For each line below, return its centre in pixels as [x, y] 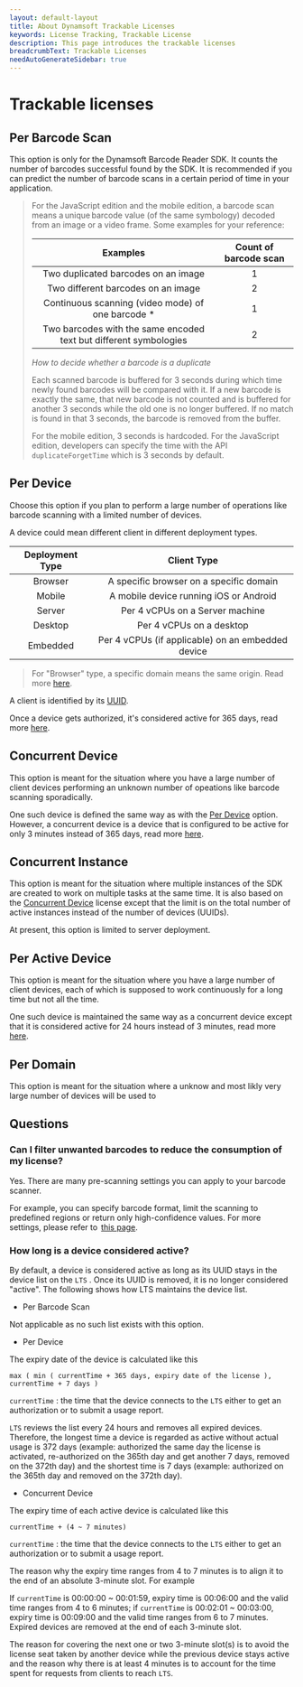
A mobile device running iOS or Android [193, 595]
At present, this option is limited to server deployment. [110, 930]
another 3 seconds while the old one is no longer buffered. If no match [162, 409]
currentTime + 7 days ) [54, 1384]
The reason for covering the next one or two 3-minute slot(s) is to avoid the [149, 1645]
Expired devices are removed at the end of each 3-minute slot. [125, 1627]
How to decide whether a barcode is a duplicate [121, 363]
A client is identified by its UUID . [69, 700]
